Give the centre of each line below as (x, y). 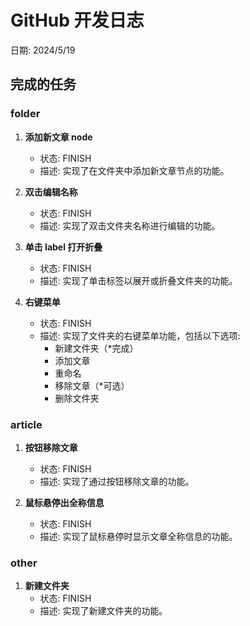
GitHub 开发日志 (77, 20)
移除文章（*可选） (92, 385)
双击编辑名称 (51, 192)
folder (25, 114)
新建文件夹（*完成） (96, 348)
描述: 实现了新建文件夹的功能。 (103, 611)
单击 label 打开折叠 (63, 247)
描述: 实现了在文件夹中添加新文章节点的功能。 (134, 170)
